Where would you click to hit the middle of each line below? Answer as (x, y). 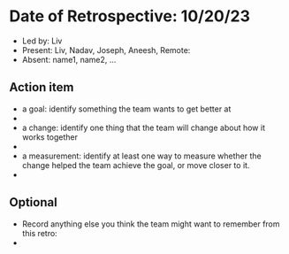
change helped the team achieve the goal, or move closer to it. (136, 165)
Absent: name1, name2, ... (69, 59)
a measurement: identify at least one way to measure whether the (142, 156)
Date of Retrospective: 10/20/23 (129, 16)
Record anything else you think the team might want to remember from (151, 224)
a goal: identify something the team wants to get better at (126, 109)
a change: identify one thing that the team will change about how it (143, 127)
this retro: (39, 233)
